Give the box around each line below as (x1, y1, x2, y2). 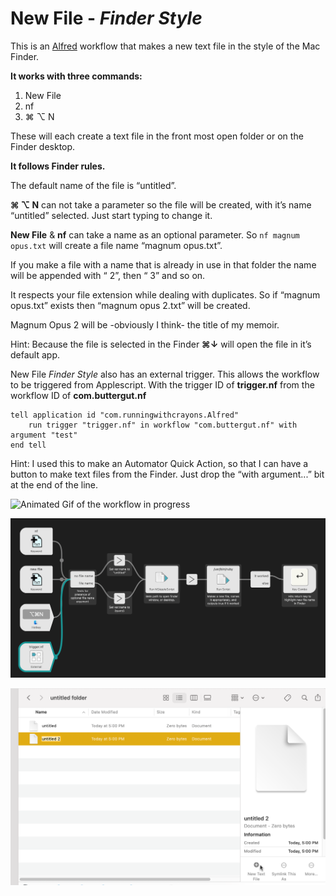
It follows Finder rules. (10, 160, 106, 172)
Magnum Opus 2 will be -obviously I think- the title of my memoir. (10, 318, 280, 331)
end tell (10, 440, 47, 450)
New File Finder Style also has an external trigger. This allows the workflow (10, 368, 320, 380)
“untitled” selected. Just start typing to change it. (10, 209, 213, 221)
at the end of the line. (10, 478, 98, 491)
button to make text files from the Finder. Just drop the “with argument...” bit (10, 468, 325, 480)
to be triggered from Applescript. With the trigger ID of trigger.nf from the (10, 378, 315, 391)
